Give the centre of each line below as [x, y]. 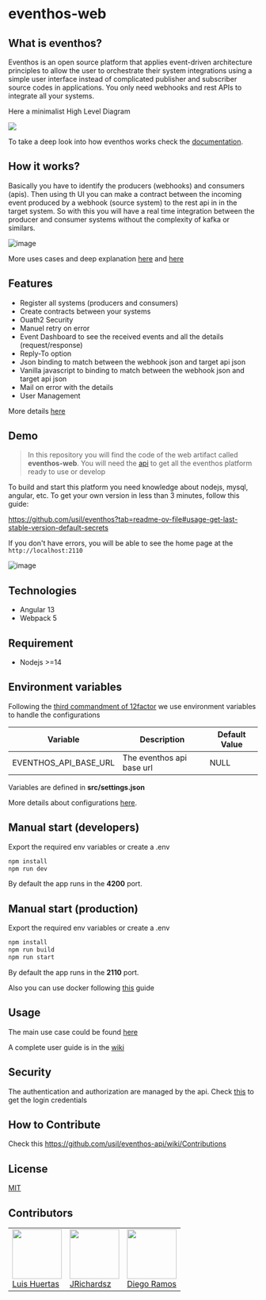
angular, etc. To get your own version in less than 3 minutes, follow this [124, 496]
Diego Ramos [152, 1283]
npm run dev [28, 869]
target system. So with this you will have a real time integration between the [131, 210]
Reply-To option [46, 353]
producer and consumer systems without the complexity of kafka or [119, 219]
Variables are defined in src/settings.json [76, 787]
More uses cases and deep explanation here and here [96, 258]
